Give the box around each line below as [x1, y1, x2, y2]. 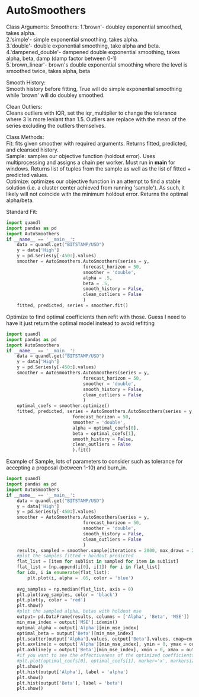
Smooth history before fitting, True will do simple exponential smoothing [6, 85, 182, 92]
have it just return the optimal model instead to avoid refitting [6, 319, 155, 327]
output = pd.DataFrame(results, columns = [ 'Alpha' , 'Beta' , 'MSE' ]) [17, 614, 190, 620]
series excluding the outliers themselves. [6, 122, 106, 129]
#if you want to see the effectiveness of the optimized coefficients [17, 652, 195, 658]
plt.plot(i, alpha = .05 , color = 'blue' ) [27, 575, 134, 581]
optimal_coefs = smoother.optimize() [17, 403, 110, 409]
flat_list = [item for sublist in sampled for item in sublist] [17, 559, 179, 564]
